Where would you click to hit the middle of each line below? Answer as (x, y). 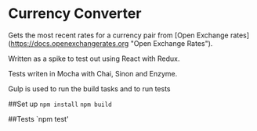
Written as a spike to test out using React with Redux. (94, 58)
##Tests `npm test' (38, 119)
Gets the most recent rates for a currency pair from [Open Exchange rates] (128, 35)
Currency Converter (75, 14)
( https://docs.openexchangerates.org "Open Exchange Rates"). (110, 43)
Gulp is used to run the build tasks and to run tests (89, 89)
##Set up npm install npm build (60, 104)
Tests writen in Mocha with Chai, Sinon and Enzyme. (93, 73)
